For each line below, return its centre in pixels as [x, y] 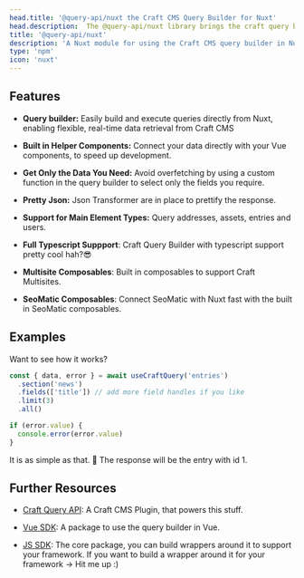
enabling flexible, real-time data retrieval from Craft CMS [128, 128]
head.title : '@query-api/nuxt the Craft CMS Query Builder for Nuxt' [143, 18]
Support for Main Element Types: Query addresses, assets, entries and [157, 217]
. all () [30, 409]
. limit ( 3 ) [36, 401]
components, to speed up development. [97, 155]
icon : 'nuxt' [34, 60]
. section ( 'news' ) [50, 384]
